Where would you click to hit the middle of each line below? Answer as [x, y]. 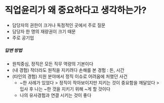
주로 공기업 [23, 38]
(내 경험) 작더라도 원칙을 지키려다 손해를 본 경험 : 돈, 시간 [68, 70]
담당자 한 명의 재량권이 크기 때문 [44, 31]
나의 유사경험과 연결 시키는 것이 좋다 [55, 95]
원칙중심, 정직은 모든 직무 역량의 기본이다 [53, 64]
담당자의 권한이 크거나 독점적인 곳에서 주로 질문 [59, 25]
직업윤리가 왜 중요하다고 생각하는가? [76, 10]
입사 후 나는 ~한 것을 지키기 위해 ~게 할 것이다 [65, 89]
